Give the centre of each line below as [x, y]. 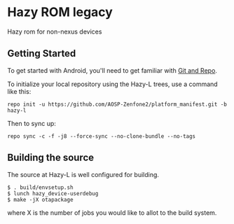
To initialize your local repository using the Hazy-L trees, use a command [113, 84]
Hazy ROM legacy [60, 12]
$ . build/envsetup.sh [40, 187]
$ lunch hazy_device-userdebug [53, 193]
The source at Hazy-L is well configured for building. [83, 174]
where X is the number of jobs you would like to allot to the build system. [112, 212]
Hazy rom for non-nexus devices [55, 31]
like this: [19, 91]
